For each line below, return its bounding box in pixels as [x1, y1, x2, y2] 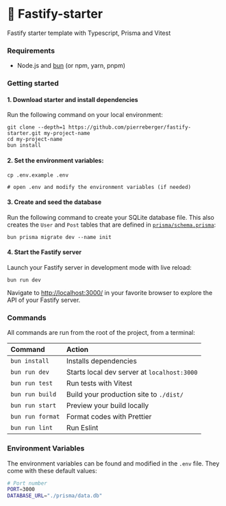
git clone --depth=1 [7, 124, 66, 131]
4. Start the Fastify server [7, 248, 82, 256]
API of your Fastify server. [7, 296, 81, 304]
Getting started [7, 79, 60, 88]
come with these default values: [7, 466, 97, 475]
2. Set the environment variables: [7, 156, 104, 164]
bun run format [10, 413, 60, 420]
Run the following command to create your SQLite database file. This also [7, 213, 214, 221]
